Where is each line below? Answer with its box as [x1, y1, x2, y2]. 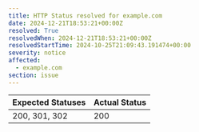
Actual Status [93, 97, 146, 108]
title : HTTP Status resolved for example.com [8, 11, 162, 20]
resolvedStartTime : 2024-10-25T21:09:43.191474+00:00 [8, 42, 192, 50]
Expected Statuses [12, 97, 86, 108]
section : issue [8, 71, 59, 79]
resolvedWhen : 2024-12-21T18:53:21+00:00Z [8, 34, 152, 42]
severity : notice [8, 49, 66, 57]
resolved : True [8, 26, 59, 34]
